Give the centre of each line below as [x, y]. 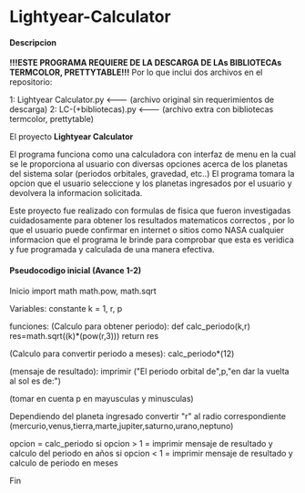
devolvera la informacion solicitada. [76, 193]
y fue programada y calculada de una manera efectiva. [112, 250]
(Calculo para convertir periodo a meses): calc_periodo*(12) [122, 354]
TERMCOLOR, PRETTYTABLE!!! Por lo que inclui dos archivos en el [136, 72]
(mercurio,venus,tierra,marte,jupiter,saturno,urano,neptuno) [122, 426]
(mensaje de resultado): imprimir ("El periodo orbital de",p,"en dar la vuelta [149, 371]
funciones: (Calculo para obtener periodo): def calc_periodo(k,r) [130, 326]
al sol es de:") [36, 381]
